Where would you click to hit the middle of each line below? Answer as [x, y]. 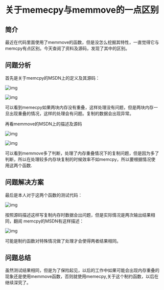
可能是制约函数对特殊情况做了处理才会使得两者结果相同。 [63, 241]
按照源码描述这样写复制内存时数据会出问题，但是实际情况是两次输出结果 [78, 215]
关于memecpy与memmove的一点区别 [82, 10]
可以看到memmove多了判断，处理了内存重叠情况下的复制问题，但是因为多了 [82, 153]
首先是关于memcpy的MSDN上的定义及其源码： [53, 78]
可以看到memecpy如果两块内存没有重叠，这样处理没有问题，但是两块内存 [80, 107]
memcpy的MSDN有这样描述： [54, 221]
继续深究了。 [18, 283]
